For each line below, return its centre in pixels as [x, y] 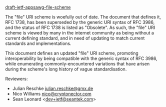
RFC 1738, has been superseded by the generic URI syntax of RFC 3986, [80, 22]
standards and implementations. [38, 43]
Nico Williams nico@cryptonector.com [52, 94]
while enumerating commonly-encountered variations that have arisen [77, 64]
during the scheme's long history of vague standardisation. [66, 69]
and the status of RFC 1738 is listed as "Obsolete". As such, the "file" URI [80, 27]
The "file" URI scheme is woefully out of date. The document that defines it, [83, 17]
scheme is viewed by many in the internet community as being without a [79, 33]
